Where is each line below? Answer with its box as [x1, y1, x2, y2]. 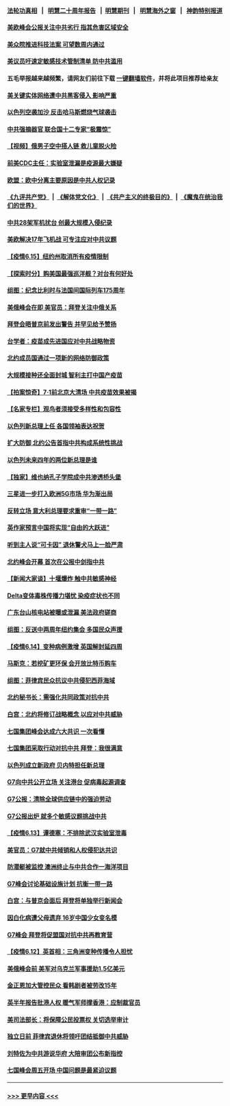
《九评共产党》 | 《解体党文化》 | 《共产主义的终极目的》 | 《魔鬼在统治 [7, 193, 217, 201]
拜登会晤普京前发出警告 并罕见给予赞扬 [7, 320, 117, 328]
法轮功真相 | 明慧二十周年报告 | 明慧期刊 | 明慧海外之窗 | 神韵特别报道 [7, 6, 223, 14]
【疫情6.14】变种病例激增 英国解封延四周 [7, 642, 123, 650]
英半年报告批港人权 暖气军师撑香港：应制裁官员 [7, 998, 141, 1007]
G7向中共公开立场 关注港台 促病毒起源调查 [7, 778, 127, 786]
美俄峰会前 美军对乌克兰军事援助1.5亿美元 [7, 964, 125, 972]
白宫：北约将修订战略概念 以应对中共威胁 [7, 710, 123, 718]
